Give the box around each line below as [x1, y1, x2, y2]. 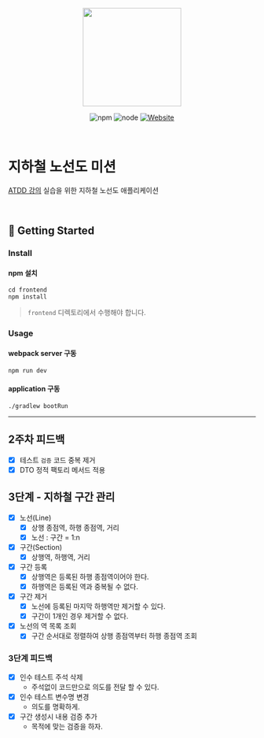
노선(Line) [19, 513, 52, 522]
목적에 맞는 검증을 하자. [31, 721, 104, 731]
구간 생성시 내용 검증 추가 [19, 711, 98, 721]
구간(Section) [19, 542, 63, 551]
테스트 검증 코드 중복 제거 [19, 455, 96, 465]
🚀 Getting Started [8, 224, 95, 238]
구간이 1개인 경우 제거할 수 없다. [31, 611, 129, 621]
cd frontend [8, 286, 47, 295]
